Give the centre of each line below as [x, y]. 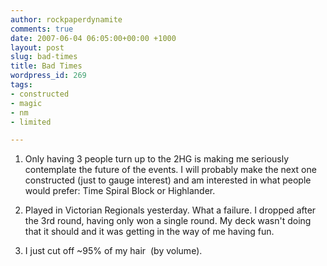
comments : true [42, 29]
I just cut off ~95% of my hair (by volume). [113, 251]
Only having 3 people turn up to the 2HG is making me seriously [157, 159]
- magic [26, 103]
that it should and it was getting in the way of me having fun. [149, 232]
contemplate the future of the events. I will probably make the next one [170, 170]
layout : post [37, 47]
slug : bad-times [44, 57]
